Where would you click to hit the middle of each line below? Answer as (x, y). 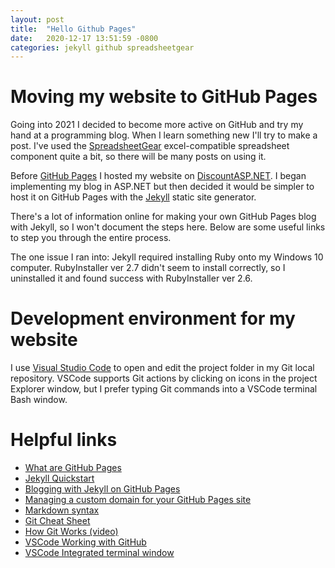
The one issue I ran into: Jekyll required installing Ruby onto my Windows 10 (167, 257)
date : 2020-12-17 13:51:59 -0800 (84, 38)
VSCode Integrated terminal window (99, 553)
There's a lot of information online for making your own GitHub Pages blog (163, 217)
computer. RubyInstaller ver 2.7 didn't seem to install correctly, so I (148, 268)
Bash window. (39, 400)
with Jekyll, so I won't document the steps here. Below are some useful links (168, 227)
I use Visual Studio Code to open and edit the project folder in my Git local (162, 368)
